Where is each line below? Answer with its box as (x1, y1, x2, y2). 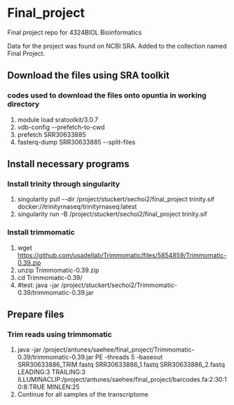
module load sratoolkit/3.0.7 (17, 115, 99, 124)
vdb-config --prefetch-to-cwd (17, 123, 105, 131)
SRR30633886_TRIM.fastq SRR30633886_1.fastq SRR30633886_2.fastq (17, 360, 226, 369)
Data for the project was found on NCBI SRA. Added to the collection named (7, 41, 227, 50)
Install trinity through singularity (7, 179, 121, 189)
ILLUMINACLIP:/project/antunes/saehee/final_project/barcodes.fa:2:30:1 (17, 376, 227, 384)
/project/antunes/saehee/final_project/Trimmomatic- (43, 345, 195, 354)
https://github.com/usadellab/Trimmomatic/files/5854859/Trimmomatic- (17, 251, 227, 259)
